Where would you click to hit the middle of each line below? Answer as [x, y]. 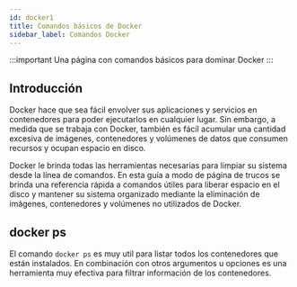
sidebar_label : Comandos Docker [70, 34]
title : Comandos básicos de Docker [76, 26]
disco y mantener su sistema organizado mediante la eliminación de [135, 194]
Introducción [46, 88]
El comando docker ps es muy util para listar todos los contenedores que [144, 254]
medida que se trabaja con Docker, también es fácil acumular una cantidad [148, 129]
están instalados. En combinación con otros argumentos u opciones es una [148, 263]
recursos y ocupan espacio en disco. [78, 148]
